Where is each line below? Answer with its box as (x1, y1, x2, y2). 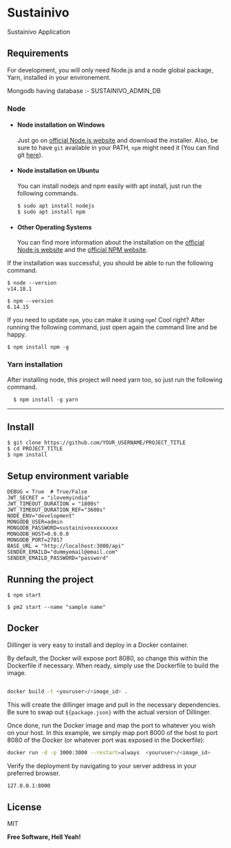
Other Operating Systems (16, 223, 92, 231)
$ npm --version (7, 298, 54, 304)
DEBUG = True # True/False (7, 488, 88, 495)
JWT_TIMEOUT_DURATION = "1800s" (7, 501, 100, 508)
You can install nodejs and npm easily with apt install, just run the (16, 182, 202, 190)
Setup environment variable (7, 470, 129, 482)
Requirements (7, 48, 69, 59)
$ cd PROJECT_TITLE (7, 446, 63, 453)
